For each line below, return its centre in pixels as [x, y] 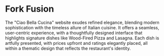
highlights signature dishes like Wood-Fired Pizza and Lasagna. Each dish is [82, 38]
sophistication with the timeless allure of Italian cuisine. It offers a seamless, [82, 27]
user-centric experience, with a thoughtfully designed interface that [74, 33]
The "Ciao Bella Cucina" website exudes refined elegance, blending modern [82, 22]
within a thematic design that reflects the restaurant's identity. [68, 48]
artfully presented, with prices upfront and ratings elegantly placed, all [76, 43]
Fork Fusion [30, 9]
